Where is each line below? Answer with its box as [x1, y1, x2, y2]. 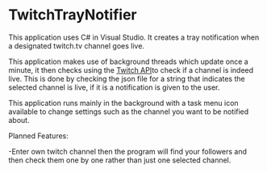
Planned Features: [8, 131, 69, 141]
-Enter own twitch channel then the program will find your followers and [8, 146, 248, 156]
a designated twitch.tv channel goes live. [8, 40, 145, 50]
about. [8, 115, 30, 124]
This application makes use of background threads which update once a [8, 57, 248, 66]
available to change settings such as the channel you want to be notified [8, 107, 249, 116]
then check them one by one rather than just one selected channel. [8, 155, 232, 165]
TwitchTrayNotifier [8, 6, 137, 24]
